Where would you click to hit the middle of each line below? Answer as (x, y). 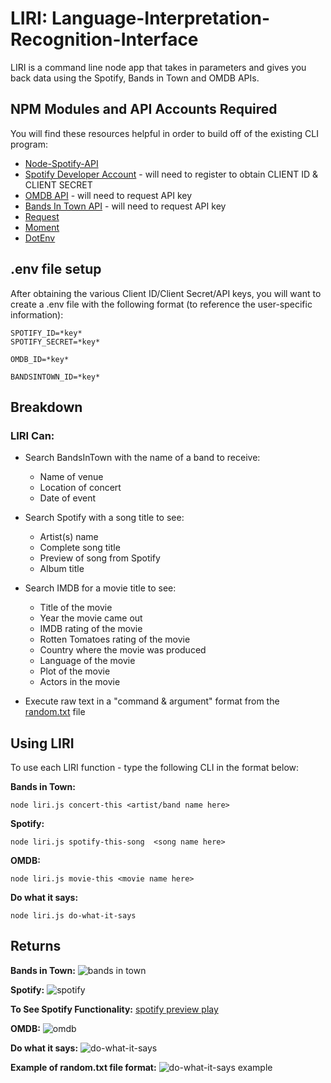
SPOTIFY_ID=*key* (46, 333)
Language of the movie (87, 661)
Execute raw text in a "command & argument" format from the (152, 701)
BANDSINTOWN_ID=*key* (55, 377)
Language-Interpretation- (161, 18)
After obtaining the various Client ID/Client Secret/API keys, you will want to (166, 293)
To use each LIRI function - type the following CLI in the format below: (155, 768)
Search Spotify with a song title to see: (104, 518)
